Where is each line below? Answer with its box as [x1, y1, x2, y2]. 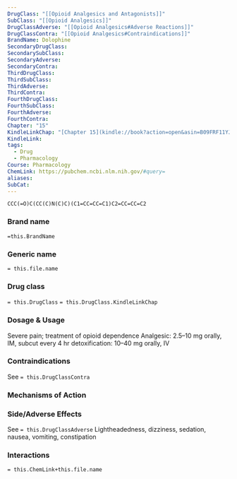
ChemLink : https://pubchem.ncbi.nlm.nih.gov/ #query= [7, 167, 166, 175]
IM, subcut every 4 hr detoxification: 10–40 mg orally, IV [7, 338, 170, 347]
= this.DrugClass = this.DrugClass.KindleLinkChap [7, 299, 158, 306]
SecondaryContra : [7, 63, 59, 70]
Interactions [7, 450, 50, 460]
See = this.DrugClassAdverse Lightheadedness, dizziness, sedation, [7, 425, 207, 434]
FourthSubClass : [7, 102, 55, 110]
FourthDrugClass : [7, 96, 59, 103]
